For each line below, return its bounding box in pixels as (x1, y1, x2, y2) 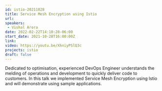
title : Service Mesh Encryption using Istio (5, 12, 97, 16)
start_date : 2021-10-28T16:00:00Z (5, 34, 76, 39)
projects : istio (5, 47, 38, 52)
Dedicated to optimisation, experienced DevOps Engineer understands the (5, 65, 155, 71)
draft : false (5, 52, 32, 57)
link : (5, 39, 16, 44)
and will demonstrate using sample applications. (5, 81, 102, 87)
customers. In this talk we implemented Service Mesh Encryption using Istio (5, 76, 158, 81)
